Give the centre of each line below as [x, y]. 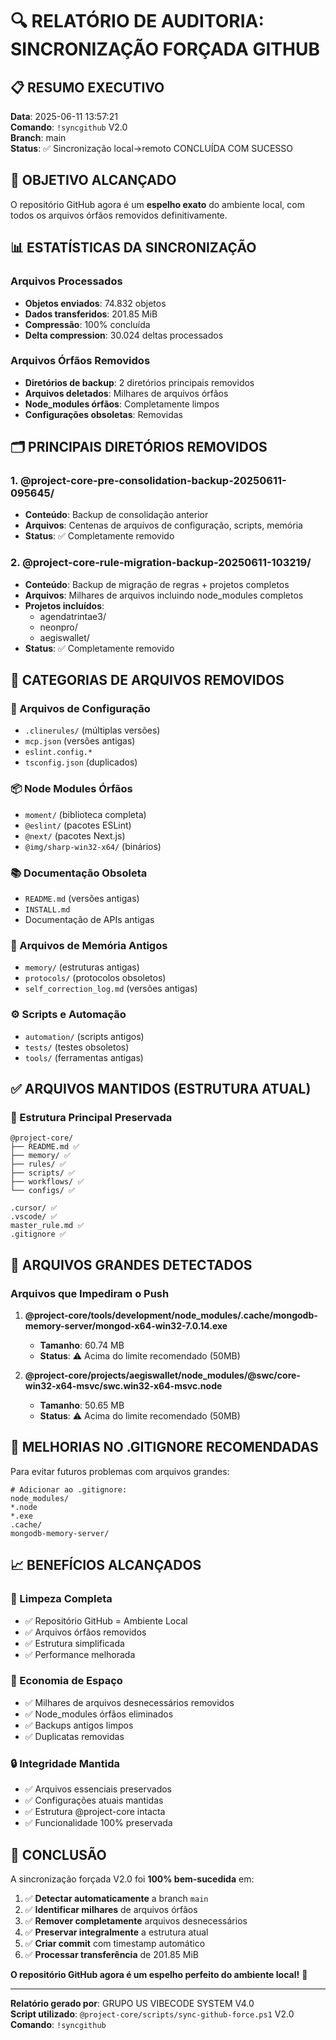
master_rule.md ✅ [47, 1226]
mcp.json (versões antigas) [80, 741]
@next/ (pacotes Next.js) [75, 835]
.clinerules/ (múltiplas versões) [92, 730]
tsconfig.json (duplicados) [81, 762]
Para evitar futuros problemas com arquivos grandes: [120, 1471]
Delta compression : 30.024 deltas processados [124, 335]
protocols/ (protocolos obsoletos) [95, 978]
